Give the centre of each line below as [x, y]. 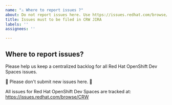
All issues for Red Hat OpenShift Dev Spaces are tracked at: [68, 91]
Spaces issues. [21, 71]
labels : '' [17, 24]
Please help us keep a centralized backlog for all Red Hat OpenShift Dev [81, 66]
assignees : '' [20, 29]
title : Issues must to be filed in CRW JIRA [53, 19]
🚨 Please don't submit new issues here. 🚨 [49, 82]
